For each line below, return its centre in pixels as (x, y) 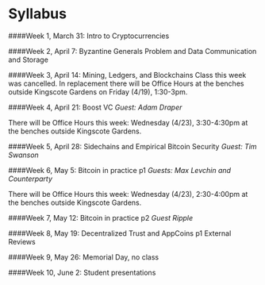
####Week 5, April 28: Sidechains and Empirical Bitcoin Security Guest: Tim (132, 146)
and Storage (29, 60)
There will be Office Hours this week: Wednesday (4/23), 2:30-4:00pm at (128, 194)
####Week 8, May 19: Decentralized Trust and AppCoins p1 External (120, 233)
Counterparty (31, 179)
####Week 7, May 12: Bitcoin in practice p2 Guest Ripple (101, 218)
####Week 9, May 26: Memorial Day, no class (84, 257)
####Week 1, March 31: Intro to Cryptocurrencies (89, 36)
